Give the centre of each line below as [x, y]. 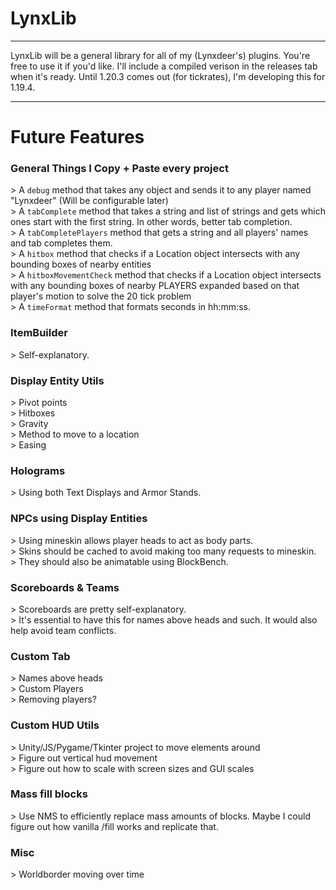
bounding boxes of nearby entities [81, 264]
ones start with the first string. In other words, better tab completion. [151, 222]
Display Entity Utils [57, 380]
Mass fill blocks [49, 794]
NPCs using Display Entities [79, 519]
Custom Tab [40, 656]
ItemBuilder [39, 333]
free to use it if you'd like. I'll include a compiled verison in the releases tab [164, 66]
